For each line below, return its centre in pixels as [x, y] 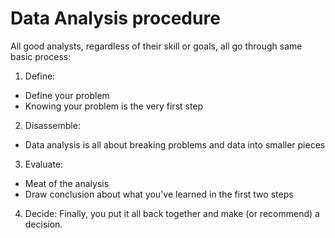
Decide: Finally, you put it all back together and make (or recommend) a [172, 213]
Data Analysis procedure [115, 18]
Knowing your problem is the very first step [114, 106]
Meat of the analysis [67, 183]
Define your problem [67, 95]
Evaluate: [44, 164]
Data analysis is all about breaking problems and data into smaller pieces [175, 144]
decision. [43, 224]
